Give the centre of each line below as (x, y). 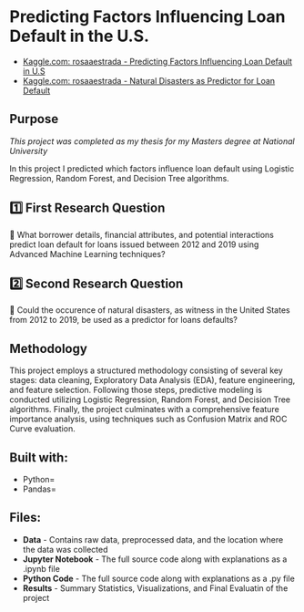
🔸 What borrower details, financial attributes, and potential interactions (142, 234)
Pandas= (39, 489)
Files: (25, 518)
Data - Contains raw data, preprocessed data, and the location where (153, 539)
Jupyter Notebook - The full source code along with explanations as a (155, 559)
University (29, 150)
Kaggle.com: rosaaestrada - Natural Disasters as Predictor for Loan (149, 80)
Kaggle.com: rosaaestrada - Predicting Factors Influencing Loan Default (157, 61)
